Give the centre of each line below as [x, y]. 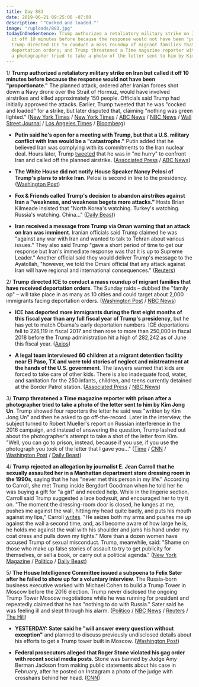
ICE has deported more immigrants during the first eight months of [98, 312]
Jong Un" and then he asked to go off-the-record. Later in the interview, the [99, 417]
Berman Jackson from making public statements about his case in [95, 665]
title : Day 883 [25, 12]
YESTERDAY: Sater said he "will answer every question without [94, 628]
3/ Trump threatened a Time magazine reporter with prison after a [89, 398]
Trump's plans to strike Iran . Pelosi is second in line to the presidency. [101, 178]
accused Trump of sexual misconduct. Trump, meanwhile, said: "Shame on [98, 542]
